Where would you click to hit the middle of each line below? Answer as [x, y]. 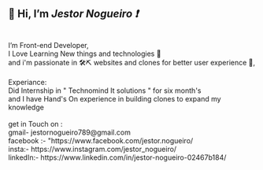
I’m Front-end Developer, [48, 45]
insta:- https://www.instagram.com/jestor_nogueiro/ [93, 149]
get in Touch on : [35, 124]
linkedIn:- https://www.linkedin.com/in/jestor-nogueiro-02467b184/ [117, 157]
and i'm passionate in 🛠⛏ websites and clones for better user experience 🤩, [132, 62]
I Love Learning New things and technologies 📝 [85, 54]
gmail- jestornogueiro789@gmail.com [70, 132]
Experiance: [28, 82]
